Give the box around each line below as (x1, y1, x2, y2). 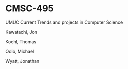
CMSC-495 (5, 3, 54, 14)
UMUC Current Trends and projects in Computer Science (5, 19, 123, 25)
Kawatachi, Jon (5, 29, 38, 35)
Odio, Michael (5, 48, 34, 54)
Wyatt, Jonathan (5, 58, 40, 64)
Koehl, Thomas (5, 38, 37, 45)
